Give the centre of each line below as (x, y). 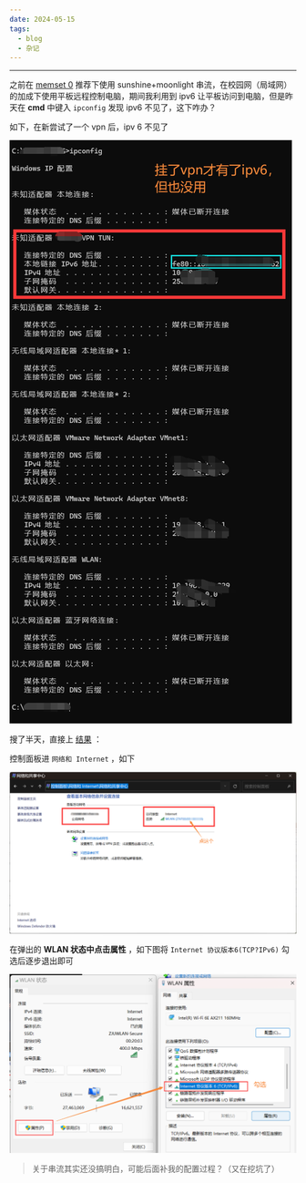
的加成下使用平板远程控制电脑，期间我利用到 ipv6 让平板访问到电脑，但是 (148, 97)
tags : (20, 29)
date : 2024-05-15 (42, 19)
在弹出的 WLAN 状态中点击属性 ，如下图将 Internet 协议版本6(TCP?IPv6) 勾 (149, 950)
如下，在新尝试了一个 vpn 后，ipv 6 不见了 (89, 127)
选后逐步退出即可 (41, 961)
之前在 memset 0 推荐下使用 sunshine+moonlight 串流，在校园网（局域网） (151, 85)
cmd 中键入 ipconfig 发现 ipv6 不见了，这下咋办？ (122, 108)
